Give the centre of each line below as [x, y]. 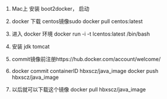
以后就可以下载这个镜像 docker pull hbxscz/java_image [79, 90]
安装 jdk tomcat [30, 47]
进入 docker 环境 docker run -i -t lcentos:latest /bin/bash [81, 34]
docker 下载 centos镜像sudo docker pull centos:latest [77, 21]
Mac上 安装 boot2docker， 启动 [51, 9]
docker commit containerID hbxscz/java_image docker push [85, 71]
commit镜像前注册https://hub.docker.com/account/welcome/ [86, 59]
